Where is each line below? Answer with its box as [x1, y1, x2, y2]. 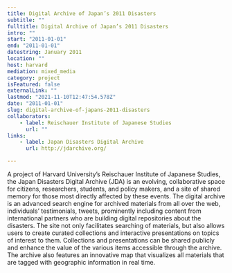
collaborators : [7, 113, 51, 120]
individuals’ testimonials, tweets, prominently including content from [7, 207, 202, 215]
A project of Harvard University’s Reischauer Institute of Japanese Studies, [7, 170, 221, 178]
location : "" [7, 55, 45, 62]
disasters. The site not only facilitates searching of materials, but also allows [7, 222, 225, 229]
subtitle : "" [7, 17, 45, 23]
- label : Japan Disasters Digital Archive [19, 139, 144, 146]
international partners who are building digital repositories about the [7, 214, 202, 222]
